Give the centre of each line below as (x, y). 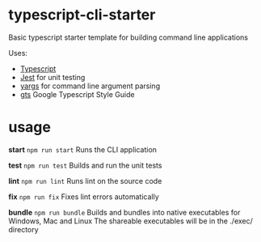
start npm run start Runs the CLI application (83, 149)
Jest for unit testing (53, 77)
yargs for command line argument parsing (90, 86)
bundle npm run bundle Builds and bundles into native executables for (124, 212)
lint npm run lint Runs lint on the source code (85, 180)
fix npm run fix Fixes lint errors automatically (84, 197)
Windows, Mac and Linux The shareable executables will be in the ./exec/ (130, 221)
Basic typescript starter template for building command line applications (128, 37)
